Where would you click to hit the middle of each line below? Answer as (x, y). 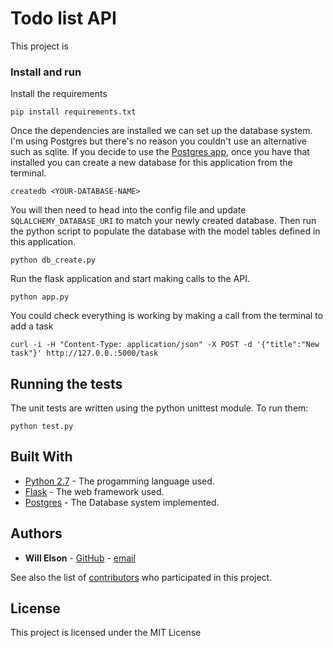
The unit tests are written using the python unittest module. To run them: (159, 408)
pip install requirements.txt (73, 112)
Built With (41, 457)
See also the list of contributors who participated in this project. (141, 577)
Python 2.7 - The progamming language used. (119, 481)
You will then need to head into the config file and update (128, 210)
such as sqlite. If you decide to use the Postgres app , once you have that (160, 152)
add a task (32, 326)
